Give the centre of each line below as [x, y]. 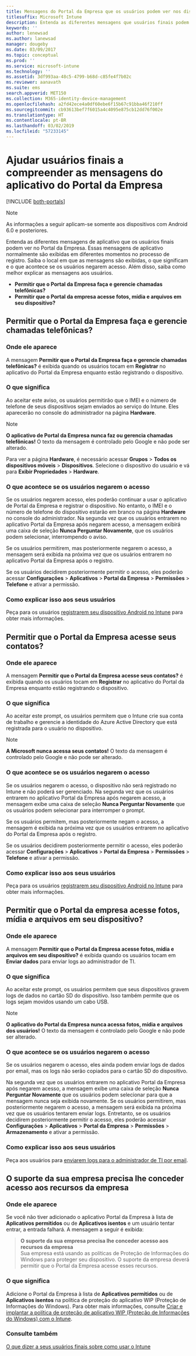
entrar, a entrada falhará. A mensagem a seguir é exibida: [75, 1229]
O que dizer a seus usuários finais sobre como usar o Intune [78, 1346]
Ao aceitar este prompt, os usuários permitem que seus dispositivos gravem [98, 989]
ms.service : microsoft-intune [43, 66]
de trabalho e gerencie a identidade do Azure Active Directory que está [92, 722]
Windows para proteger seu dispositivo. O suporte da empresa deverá [105, 1259]
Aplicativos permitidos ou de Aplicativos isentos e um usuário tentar [90, 1223]
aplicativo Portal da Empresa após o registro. [60, 561]
